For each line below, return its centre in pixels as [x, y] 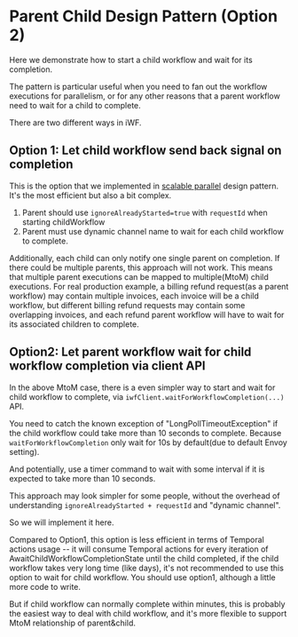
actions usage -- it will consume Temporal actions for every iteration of [139, 549]
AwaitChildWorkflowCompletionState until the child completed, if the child [144, 558]
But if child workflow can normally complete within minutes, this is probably [147, 604]
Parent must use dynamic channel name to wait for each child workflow [153, 231]
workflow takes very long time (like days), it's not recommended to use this [146, 568]
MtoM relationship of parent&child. [72, 623]
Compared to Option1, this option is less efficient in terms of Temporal [137, 539]
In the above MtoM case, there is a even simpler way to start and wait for [142, 387]
